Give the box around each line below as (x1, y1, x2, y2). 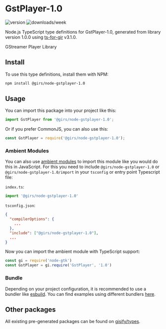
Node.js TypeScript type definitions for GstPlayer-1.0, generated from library (5, 29, 161, 35)
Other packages (5, 305, 56, 314)
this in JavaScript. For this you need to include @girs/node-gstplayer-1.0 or (5, 164, 160, 170)
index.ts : (5, 184, 25, 190)
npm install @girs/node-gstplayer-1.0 (5, 81, 85, 86)
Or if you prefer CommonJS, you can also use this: (5, 126, 109, 132)
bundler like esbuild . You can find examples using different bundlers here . (5, 291, 156, 297)
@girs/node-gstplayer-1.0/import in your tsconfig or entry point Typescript (5, 169, 160, 175)
